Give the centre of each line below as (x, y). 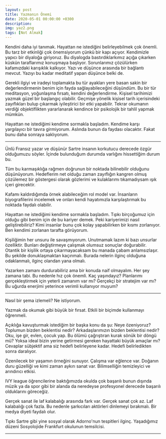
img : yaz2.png (20, 28)
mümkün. (15, 114)
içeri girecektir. (20, 185)
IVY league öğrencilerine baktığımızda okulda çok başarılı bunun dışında (79, 381)
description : (19, 24)
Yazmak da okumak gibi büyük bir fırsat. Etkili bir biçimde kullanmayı (75, 310)
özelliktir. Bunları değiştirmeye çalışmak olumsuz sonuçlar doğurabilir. (76, 245)
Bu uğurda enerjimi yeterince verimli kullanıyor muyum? (62, 286)
